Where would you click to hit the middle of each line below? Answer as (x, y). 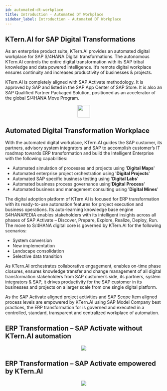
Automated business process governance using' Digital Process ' (79, 184)
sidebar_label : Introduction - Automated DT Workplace (63, 19)
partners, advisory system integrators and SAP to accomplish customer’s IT (83, 148)
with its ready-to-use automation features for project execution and (74, 204)
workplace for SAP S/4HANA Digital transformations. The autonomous (77, 57)
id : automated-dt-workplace (34, 10)
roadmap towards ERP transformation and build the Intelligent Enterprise (80, 153)
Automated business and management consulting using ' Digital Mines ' (85, 189)
